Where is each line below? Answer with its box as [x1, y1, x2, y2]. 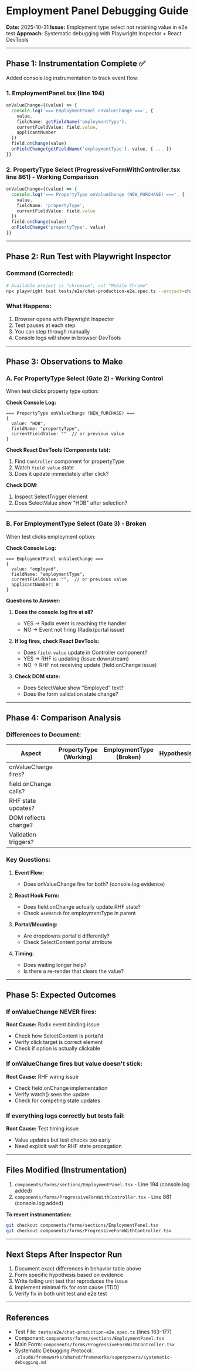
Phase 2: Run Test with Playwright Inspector [6, 252, 171, 262]
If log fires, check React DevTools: [14, 637, 100, 645]
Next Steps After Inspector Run [6, 1249, 123, 1259]
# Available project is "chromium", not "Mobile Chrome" [6, 282, 148, 289]
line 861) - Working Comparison [6, 172, 98, 181]
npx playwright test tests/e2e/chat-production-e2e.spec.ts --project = [6, 288, 185, 294]
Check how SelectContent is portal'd [14, 1032, 104, 1039]
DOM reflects [9, 813, 46, 822]
